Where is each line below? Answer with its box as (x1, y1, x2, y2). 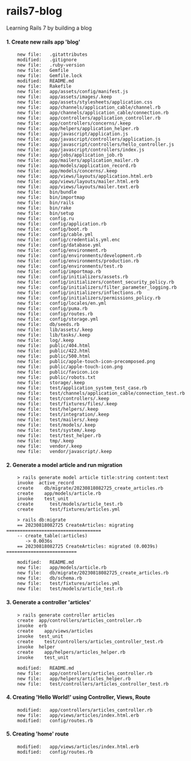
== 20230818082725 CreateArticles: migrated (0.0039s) (17, 543, 158, 550)
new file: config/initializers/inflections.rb (17, 290, 142, 296)
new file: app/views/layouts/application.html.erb (17, 174, 153, 180)
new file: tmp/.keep (17, 438, 74, 444)
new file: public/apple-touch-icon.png (17, 364, 123, 370)
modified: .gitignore (17, 57, 77, 63)
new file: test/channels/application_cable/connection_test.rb (17, 390, 186, 397)
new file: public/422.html (17, 348, 91, 354)
